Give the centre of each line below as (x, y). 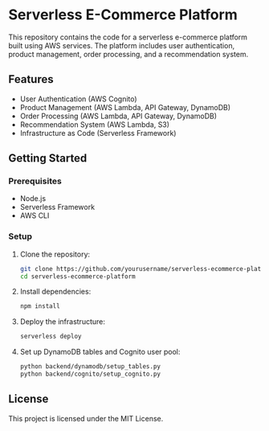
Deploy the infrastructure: (63, 322)
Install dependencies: (55, 292)
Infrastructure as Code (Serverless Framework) (98, 133)
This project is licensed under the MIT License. (86, 418)
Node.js (33, 199)
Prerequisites (35, 181)
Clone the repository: (55, 254)
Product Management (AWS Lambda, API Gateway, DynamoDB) (125, 107)
